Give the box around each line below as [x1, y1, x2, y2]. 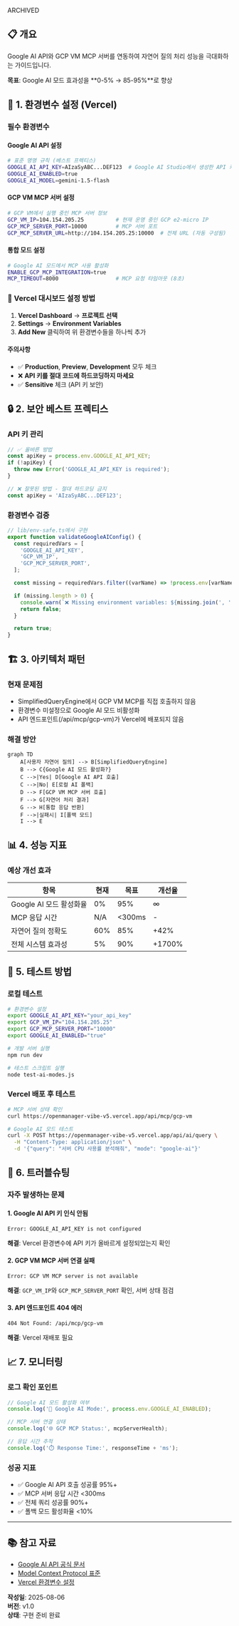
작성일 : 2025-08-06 [7, 1592, 65, 1601]
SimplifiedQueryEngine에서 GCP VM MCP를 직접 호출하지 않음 [17, 696, 196, 705]
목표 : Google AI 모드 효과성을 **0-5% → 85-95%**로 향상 [7, 76, 173, 84]
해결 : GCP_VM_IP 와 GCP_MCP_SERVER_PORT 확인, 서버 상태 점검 [7, 1286, 174, 1295]
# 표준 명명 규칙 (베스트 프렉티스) [7, 157, 97, 165]
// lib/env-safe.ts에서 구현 [7, 527, 87, 534]
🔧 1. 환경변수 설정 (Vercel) [7, 99, 117, 111]
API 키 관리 [7, 429, 44, 439]
